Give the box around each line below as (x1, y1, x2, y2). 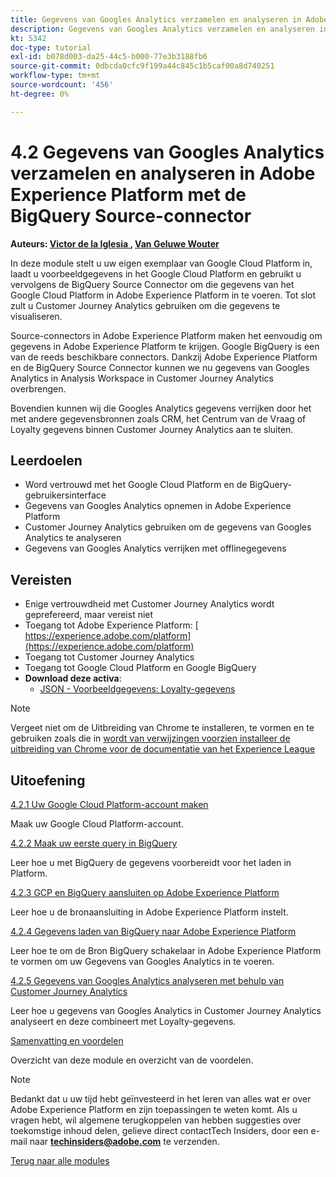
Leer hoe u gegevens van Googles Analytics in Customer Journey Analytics (10, 1005, 322, 1016)
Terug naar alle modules (10, 1155, 110, 1166)
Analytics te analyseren (24, 532, 122, 544)
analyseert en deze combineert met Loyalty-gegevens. (10, 1016, 237, 1027)
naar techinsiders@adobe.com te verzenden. (29, 1136, 220, 1147)
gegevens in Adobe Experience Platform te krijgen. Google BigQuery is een (10, 340, 320, 352)
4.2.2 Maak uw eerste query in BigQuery (10, 837, 178, 849)
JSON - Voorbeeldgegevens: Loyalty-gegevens (39, 683, 236, 695)
